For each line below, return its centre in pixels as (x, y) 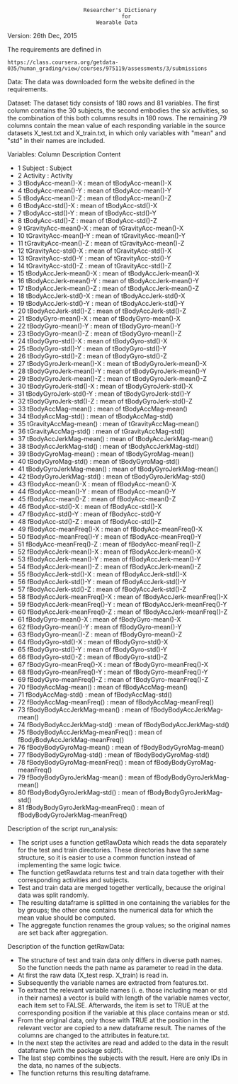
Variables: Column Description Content (64, 154)
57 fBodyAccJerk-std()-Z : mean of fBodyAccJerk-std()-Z (102, 589)
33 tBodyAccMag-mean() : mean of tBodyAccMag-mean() (102, 409)
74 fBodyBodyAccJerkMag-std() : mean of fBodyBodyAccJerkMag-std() (124, 725)
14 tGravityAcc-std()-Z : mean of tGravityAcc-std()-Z (95, 266)
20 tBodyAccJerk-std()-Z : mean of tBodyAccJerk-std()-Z (102, 311)
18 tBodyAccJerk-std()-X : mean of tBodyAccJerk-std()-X (101, 296)
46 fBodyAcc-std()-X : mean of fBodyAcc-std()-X (90, 507)
